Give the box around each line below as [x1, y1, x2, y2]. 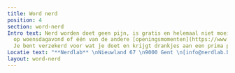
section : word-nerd [7, 23, 64, 30]
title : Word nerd [7, 10, 58, 17]
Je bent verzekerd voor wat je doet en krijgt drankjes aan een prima [13, 42, 224, 49]
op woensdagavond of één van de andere [13, 36, 130, 43]
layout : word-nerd [7, 56, 61, 63]
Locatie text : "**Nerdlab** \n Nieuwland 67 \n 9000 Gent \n [7, 49, 183, 56]
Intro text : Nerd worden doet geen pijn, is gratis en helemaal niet [7, 29, 215, 37]
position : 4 [7, 17, 42, 24]
